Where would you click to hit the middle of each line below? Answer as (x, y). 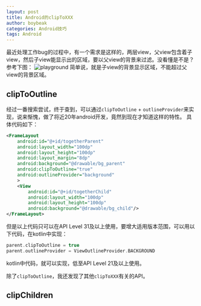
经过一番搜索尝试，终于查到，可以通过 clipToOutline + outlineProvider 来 (97, 109)
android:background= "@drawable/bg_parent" (71, 164)
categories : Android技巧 (37, 29)
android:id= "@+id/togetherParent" (60, 141)
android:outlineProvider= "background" (66, 175)
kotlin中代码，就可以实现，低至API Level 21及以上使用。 (75, 263)
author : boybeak (27, 23)
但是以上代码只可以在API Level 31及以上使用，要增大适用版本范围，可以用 (98, 226)
